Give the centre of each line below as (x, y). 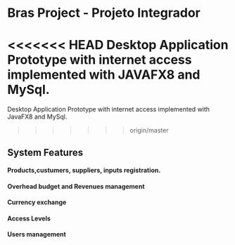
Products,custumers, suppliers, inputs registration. (84, 171)
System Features (45, 152)
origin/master (149, 131)
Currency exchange (37, 202)
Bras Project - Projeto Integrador (104, 13)
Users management (37, 234)
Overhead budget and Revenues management (76, 186)
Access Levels (29, 218)
